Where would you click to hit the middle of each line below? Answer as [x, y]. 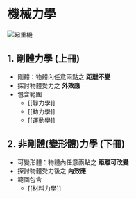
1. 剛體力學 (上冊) [44, 59]
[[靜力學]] [41, 103]
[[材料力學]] [44, 188]
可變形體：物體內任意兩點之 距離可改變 [73, 162]
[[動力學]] [41, 111]
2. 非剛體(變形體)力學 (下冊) [66, 144]
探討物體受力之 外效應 [49, 85]
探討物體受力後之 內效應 [52, 171]
